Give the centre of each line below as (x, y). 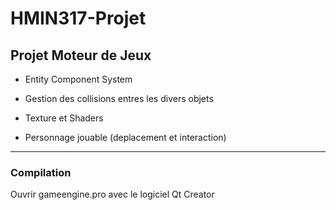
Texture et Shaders (64, 118)
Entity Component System (78, 79)
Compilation (41, 172)
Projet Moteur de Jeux (81, 55)
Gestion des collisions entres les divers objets (119, 98)
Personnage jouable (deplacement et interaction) (125, 137)
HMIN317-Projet (78, 18)
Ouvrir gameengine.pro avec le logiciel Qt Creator (112, 194)
